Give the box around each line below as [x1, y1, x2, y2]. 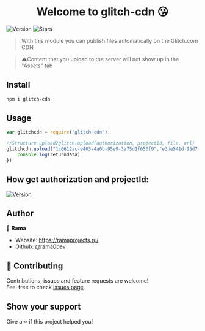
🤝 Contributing [6, 261, 63, 271]
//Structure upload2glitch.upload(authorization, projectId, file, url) [6, 140, 195, 146]
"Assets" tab [21, 62, 53, 69]
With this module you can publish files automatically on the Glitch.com [21, 37, 198, 44]
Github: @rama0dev [15, 243, 66, 250]
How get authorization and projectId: [6, 174, 149, 185]
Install [6, 80, 31, 90]
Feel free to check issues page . [6, 284, 85, 291]
